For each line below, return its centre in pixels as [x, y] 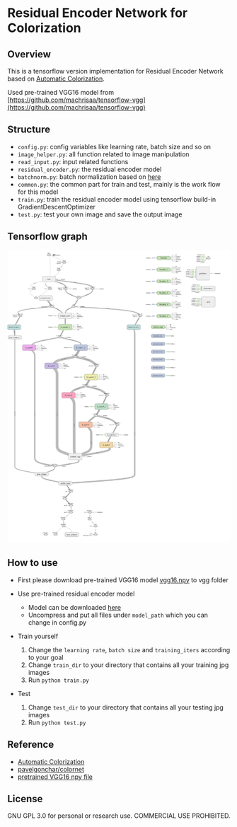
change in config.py [57, 622]
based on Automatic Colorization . [56, 79]
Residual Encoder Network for [98, 13]
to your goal [46, 657]
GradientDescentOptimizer [56, 207]
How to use [33, 563]
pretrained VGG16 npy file [55, 777]
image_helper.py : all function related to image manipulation [103, 154]
